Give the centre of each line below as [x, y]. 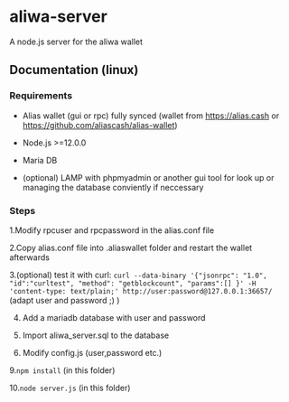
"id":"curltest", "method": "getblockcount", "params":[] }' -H [133, 283]
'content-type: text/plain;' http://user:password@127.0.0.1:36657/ [141, 291]
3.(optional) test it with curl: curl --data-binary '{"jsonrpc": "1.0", [139, 275]
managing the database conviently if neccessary [113, 187]
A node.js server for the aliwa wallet [76, 42]
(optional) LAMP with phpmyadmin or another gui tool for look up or [148, 177]
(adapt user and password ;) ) [65, 300]
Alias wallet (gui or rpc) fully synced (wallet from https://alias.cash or [151, 116]
